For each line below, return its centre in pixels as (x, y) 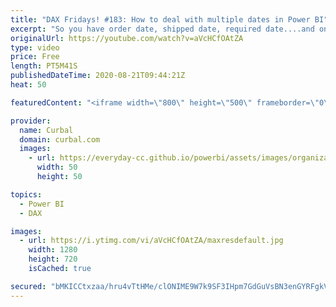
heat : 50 (28, 85)
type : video (35, 47)
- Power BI (42, 204)
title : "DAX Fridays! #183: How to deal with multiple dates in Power (160, 19)
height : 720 (53, 259)
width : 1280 (53, 250)
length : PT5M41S (44, 66)
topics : (26, 194)
